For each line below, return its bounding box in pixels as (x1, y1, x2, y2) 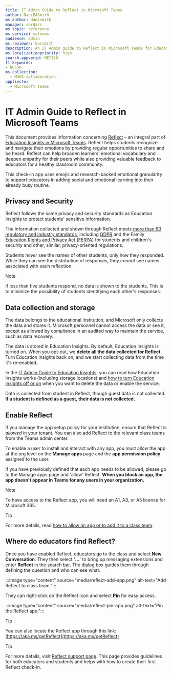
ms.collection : (5, 70, 38, 75)
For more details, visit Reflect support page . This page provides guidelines (5, 653, 162, 659)
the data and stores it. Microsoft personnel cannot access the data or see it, (5, 322, 165, 329)
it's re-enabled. (5, 360, 38, 366)
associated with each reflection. (5, 263, 73, 269)
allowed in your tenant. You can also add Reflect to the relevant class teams (5, 430, 165, 436)
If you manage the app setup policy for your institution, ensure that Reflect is (5, 425, 167, 430)
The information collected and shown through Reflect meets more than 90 (5, 226, 162, 232)
